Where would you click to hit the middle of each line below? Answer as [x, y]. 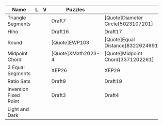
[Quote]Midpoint [123, 54]
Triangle [17, 18]
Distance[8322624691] [132, 46]
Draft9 [59, 81]
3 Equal [16, 67]
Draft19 [113, 81]
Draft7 [59, 21]
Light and [18, 109]
